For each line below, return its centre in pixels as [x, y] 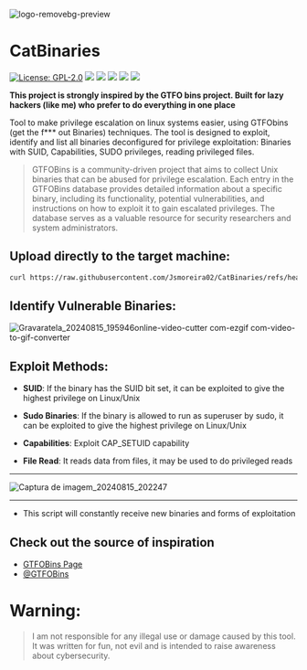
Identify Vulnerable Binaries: [93, 306]
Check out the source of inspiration [112, 542]
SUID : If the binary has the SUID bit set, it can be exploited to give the [153, 388]
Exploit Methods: [59, 366]
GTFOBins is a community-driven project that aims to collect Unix [155, 169]
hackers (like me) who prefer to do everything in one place [122, 104]
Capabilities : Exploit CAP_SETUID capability [106, 443]
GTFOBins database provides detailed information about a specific [157, 188]
